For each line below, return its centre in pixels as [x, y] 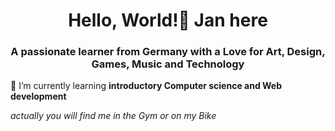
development [38, 96]
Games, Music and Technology [168, 64]
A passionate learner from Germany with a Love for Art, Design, [168, 52]
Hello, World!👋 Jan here [168, 20]
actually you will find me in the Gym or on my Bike [113, 116]
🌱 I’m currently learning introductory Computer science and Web [146, 86]
